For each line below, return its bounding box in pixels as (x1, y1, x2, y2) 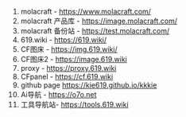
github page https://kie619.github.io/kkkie (20, 80, 157, 90)
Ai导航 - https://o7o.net (20, 90, 97, 99)
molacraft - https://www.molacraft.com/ (20, 7, 152, 16)
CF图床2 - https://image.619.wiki (20, 55, 128, 64)
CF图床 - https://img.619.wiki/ (20, 45, 118, 54)
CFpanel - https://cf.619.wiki (20, 72, 114, 81)
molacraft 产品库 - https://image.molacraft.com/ (20, 16, 178, 25)
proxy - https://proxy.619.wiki (20, 64, 117, 72)
